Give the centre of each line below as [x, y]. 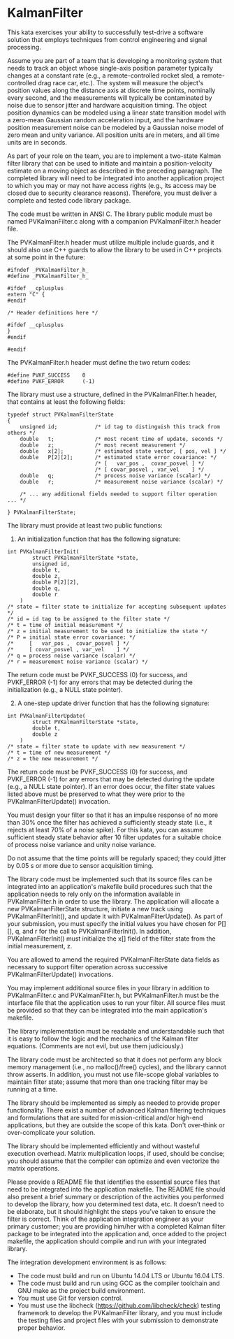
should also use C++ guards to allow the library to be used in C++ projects [115, 249]
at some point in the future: [46, 257]
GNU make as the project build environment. [81, 1290]
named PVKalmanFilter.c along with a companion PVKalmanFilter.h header [114, 221]
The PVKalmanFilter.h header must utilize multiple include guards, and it [111, 242]
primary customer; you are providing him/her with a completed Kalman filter [116, 1226]
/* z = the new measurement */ [53, 759]
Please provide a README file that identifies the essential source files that [114, 1182]
